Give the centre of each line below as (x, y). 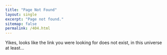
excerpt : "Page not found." (35, 19)
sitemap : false (21, 24)
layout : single (21, 14)
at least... (15, 48)
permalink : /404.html (28, 28)
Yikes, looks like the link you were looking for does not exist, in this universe (83, 42)
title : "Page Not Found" (31, 10)
